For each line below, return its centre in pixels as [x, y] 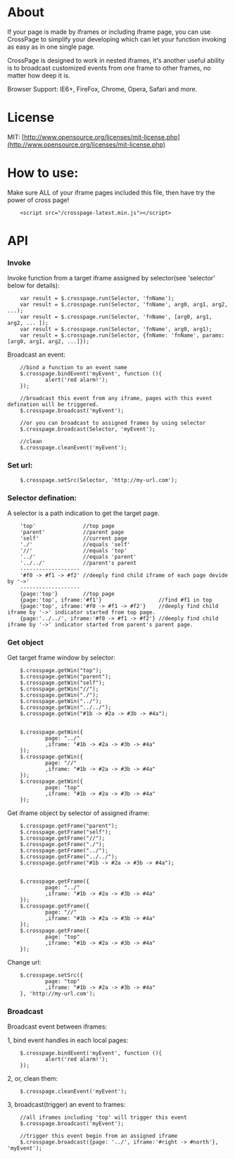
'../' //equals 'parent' [78, 557]
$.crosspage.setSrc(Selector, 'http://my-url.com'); [99, 480]
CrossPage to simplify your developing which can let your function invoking [117, 39]
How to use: [43, 173]
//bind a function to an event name [74, 368]
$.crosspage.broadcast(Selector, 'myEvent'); [88, 429]
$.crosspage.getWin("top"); [61, 671]
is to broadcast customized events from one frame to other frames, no [109, 68]
